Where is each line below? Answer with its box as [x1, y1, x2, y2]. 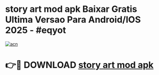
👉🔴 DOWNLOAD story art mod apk [5, 60, 154, 71]
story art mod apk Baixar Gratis [5, 3, 137, 15]
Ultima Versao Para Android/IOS [5, 14, 141, 25]
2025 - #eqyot [5, 25, 66, 36]
